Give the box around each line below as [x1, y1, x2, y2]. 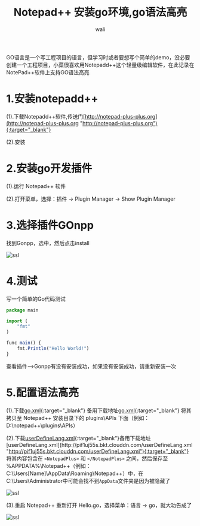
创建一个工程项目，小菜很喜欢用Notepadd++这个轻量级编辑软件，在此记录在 [6, 61, 195, 68]
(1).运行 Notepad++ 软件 [6, 182, 66, 189]
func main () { [6, 340, 42, 346]
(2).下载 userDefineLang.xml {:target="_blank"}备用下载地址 [6, 434, 151, 442]
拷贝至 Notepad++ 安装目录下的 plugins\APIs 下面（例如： [6, 414, 150, 421]
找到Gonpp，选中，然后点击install [6, 239, 90, 246]
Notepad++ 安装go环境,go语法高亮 [13, 5, 187, 19]
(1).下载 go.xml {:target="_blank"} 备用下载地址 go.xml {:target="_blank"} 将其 [6, 407, 192, 414]
